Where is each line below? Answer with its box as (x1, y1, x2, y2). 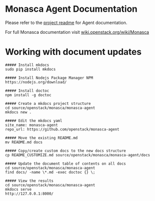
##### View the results (5, 178, 54, 183)
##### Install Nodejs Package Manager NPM (5, 75, 93, 80)
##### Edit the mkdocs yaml (5, 118, 63, 123)
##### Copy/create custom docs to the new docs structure (5, 148, 126, 153)
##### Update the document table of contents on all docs (5, 161, 126, 166)
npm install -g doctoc (5, 92, 52, 98)
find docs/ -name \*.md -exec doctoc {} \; (5, 170, 96, 175)
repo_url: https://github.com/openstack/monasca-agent (5, 126, 120, 132)
